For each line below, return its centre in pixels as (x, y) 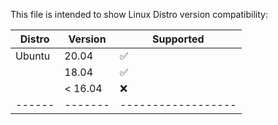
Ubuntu (33, 56)
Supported (178, 39)
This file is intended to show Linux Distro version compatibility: (139, 14)
